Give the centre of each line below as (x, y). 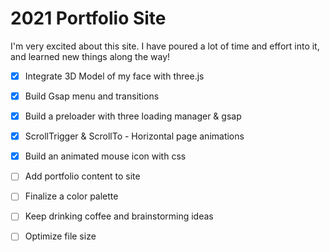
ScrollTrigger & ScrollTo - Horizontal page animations (134, 136)
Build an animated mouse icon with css (105, 156)
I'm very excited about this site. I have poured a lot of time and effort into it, (165, 46)
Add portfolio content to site (82, 176)
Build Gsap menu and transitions (92, 96)
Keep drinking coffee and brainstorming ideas (119, 216)
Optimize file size (60, 236)
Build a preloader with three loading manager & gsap (133, 116)
